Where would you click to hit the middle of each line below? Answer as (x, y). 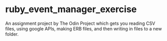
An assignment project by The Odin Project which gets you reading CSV (80, 23)
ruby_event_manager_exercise (71, 9)
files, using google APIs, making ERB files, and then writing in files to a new (83, 28)
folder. (12, 34)
